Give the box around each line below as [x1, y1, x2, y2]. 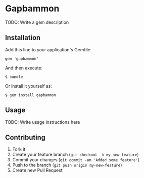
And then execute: [5, 65, 43, 71]
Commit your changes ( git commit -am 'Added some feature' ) [12, 157, 140, 163]
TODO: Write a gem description [5, 19, 69, 25]
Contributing [5, 133, 46, 142]
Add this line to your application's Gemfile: [5, 46, 92, 52]
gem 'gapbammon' [5, 56, 39, 61]
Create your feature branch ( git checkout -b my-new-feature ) [12, 151, 139, 158]
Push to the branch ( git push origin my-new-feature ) [12, 162, 122, 168]
